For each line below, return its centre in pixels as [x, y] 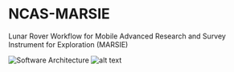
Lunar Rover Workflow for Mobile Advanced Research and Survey [117, 36]
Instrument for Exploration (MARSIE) [68, 44]
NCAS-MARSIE [59, 14]
